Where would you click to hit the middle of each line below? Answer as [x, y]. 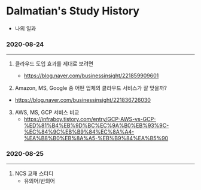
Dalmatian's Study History [73, 11]
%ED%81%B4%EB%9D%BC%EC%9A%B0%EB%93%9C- [96, 126]
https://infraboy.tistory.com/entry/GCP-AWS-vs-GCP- [90, 119]
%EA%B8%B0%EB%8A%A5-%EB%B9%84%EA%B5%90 [96, 138]
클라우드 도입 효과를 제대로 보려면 [54, 64]
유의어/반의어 [39, 180]
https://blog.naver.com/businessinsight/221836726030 [83, 100]
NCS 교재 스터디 [34, 173]
